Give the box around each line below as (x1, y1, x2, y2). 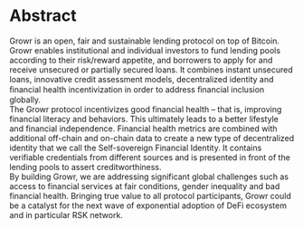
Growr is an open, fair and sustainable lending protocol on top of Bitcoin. (9, 35, 280, 46)
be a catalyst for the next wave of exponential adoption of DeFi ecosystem (9, 200, 288, 211)
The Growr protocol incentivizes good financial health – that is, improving (9, 103, 282, 114)
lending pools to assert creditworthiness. (9, 161, 162, 172)
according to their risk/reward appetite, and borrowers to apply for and (9, 54, 273, 65)
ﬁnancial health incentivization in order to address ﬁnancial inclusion (9, 83, 265, 95)
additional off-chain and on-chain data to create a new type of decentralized (9, 132, 295, 143)
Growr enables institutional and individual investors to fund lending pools (9, 44, 281, 55)
